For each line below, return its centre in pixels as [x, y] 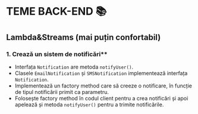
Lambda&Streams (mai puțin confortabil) [84, 37]
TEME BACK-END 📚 [56, 12]
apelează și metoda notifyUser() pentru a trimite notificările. [89, 105]
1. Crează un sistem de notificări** [57, 54]
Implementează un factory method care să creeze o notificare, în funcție [103, 86]
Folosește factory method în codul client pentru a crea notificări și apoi [101, 98]
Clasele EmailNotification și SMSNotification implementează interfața [101, 73]
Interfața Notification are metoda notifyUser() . [74, 67]
